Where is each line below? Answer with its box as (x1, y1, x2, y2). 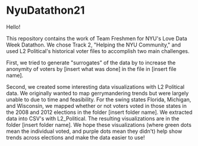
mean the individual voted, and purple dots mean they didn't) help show (6, 128, 183, 135)
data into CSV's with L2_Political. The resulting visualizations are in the (6, 114, 180, 122)
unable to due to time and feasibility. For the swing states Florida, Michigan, (6, 96, 191, 103)
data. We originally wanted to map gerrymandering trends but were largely (6, 89, 189, 97)
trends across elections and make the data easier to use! (6, 133, 145, 141)
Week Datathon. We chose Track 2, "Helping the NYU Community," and (6, 41, 181, 48)
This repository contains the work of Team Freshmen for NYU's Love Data (6, 35, 187, 42)
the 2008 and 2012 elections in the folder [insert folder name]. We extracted (6, 108, 193, 116)
